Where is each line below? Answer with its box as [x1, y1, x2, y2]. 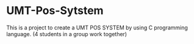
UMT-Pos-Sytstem [6, 4, 104, 18]
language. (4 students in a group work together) [6, 30, 127, 37]
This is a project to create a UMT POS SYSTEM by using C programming [6, 24, 188, 31]
